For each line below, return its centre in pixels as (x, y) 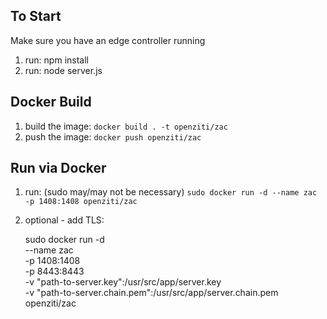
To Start (36, 16)
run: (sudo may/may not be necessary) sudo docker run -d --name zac (171, 192)
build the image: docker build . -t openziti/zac (126, 126)
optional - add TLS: (64, 220)
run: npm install (56, 60)
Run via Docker (58, 168)
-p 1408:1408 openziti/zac (81, 202)
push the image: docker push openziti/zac (113, 136)
